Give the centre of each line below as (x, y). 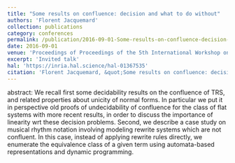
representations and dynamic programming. (71, 152)
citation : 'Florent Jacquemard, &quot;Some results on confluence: (108, 72)
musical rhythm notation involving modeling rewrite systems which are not (114, 129)
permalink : (23, 40)
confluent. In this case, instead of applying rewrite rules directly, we (105, 136)
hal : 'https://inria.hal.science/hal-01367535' (78, 66)
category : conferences (40, 33)
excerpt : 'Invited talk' (43, 59)
